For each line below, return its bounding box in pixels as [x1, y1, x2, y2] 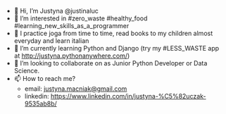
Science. [13, 67, 40, 75]
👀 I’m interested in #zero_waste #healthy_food [13, 14, 148, 23]
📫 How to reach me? [13, 75, 76, 82]
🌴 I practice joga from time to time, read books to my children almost [13, 29, 213, 37]
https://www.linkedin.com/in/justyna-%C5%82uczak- [50, 92, 206, 100]
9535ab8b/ [24, 99, 58, 108]
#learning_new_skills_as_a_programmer [13, 22, 130, 30]
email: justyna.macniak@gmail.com [24, 84, 127, 93]
